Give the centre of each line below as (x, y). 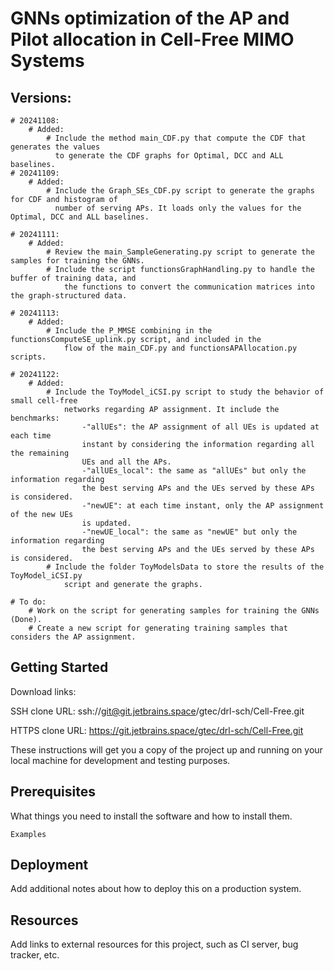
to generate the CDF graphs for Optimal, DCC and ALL (169, 156)
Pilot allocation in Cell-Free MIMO (152, 39)
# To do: (28, 602)
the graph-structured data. (69, 296)
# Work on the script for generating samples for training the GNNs (174, 611)
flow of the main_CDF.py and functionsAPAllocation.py (180, 348)
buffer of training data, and (73, 278)
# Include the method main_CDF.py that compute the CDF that (176, 138)
